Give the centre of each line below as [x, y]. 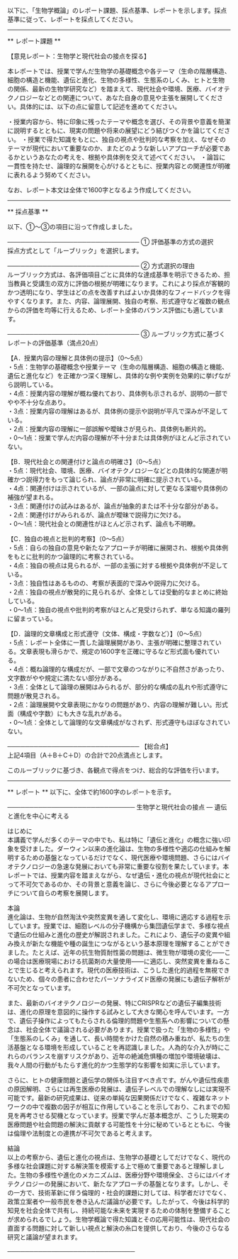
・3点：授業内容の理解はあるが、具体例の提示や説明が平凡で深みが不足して [118, 411]
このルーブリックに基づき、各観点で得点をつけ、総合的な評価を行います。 [115, 770]
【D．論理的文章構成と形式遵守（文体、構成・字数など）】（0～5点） [107, 634]
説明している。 [35, 384]
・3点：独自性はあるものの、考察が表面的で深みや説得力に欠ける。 [106, 583]
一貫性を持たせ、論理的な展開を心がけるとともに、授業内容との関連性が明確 [119, 166]
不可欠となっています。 [41, 988]
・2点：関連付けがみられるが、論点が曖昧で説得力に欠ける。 [96, 515]
